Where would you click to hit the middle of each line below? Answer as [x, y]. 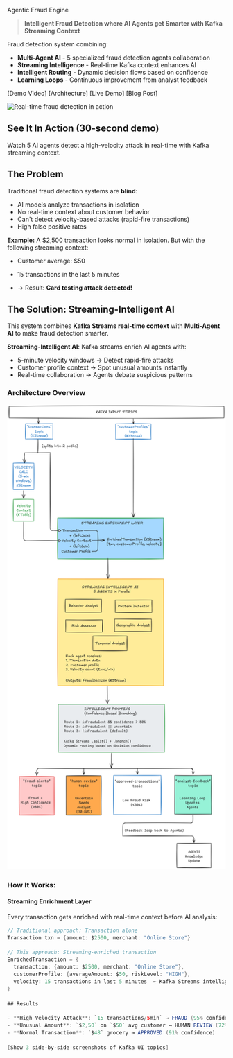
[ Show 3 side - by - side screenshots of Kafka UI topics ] [88, 1047]
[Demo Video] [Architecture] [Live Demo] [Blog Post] [83, 93]
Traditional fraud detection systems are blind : [72, 191]
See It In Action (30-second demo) [83, 129]
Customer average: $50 [51, 261]
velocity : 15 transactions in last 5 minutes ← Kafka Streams [106, 981]
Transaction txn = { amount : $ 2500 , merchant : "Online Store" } [99, 938]
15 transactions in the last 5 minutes [68, 274]
